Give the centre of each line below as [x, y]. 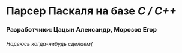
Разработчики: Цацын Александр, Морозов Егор [82, 30]
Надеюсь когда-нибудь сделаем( [50, 43]
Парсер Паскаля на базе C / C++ [92, 11]
